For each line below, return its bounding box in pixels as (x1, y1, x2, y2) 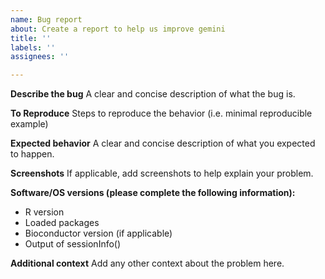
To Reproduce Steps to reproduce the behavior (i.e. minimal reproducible (10, 107, 313, 120)
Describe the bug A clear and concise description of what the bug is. (10, 88, 296, 100)
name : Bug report (10, 14, 83, 25)
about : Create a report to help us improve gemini (10, 24, 226, 34)
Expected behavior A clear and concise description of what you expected (10, 137, 316, 150)
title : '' (10, 33, 52, 43)
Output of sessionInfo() (24, 238, 122, 250)
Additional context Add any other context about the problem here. (10, 257, 285, 270)
